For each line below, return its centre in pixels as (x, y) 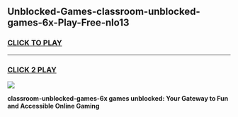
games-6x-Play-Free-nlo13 (68, 23)
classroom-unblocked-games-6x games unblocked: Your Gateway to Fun (118, 98)
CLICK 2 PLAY (32, 69)
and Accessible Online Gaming (53, 106)
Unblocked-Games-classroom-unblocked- (104, 12)
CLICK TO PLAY (35, 43)
